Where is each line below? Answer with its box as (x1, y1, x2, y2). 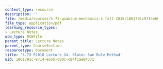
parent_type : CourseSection (5, 43, 62, 48)
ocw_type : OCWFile (5, 34, 42, 39)
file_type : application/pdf (5, 20, 62, 26)
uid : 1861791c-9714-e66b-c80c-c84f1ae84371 (5, 57, 95, 62)
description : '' (5, 12, 38, 17)
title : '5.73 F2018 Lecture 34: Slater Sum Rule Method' (5, 52, 123, 57)
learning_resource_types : (5, 25, 57, 30)
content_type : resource (5, 7, 53, 12)
